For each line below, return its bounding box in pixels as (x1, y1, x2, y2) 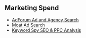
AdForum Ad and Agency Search (11, 17, 79, 22)
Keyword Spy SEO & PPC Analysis (11, 27, 81, 33)
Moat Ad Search (11, 22, 45, 28)
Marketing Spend (4, 4, 59, 12)
